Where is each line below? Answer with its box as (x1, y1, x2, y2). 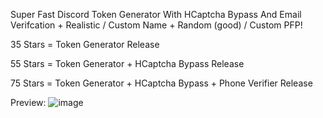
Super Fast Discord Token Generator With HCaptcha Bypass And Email (10, 9, 302, 20)
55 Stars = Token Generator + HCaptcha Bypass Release (10, 58, 245, 69)
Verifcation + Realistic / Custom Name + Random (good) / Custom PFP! (10, 19, 303, 31)
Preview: (10, 97, 47, 108)
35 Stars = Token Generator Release (10, 39, 160, 50)
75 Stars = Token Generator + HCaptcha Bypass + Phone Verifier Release (10, 77, 313, 89)
